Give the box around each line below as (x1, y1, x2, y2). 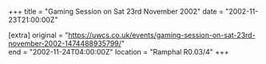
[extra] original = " (8, 31, 69, 40)
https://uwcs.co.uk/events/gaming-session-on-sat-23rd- (67, 31, 256, 40)
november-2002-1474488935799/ (8, 39, 122, 48)
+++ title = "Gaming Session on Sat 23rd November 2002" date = (8, 7, 224, 16)
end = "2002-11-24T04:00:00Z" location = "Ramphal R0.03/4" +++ (8, 47, 229, 56)
